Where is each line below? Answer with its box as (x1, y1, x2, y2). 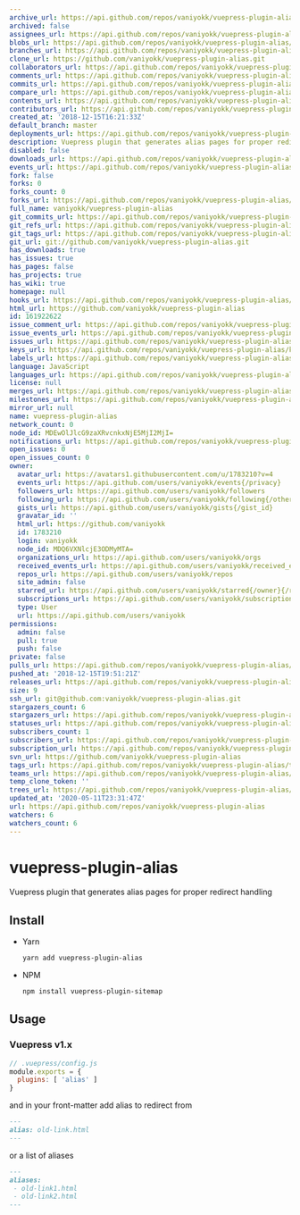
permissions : (9, 619, 58, 628)
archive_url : (9, 13, 58, 22)
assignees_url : (9, 29, 66, 38)
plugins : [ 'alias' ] (17, 1076, 98, 1085)
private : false (9, 653, 66, 662)
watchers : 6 (9, 810, 54, 819)
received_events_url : (17, 561, 98, 570)
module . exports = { (9, 1067, 82, 1077)
